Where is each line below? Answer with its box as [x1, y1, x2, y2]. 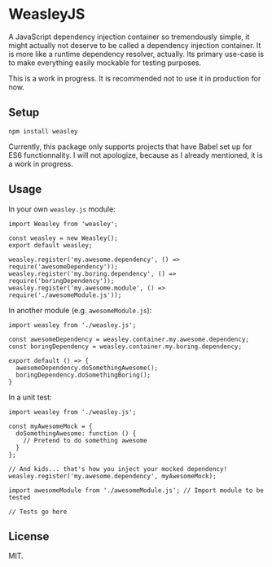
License [8, 530, 50, 543]
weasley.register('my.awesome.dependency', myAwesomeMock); [8, 472, 217, 480]
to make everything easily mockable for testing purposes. [8, 58, 202, 68]
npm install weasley [8, 127, 79, 135]
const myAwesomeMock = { [8, 422, 93, 430]
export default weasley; [8, 241, 93, 249]
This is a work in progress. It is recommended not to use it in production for [8, 73, 261, 83]
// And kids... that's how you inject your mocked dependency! [8, 465, 228, 473]
